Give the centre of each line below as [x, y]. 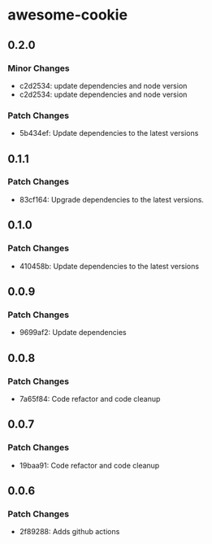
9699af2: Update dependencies [73, 333]
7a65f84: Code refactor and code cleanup [90, 398]
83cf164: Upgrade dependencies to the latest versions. [112, 199]
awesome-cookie [67, 15]
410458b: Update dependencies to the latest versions [109, 266]
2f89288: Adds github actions [69, 532]
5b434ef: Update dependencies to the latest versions [109, 133]
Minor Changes [39, 68]
